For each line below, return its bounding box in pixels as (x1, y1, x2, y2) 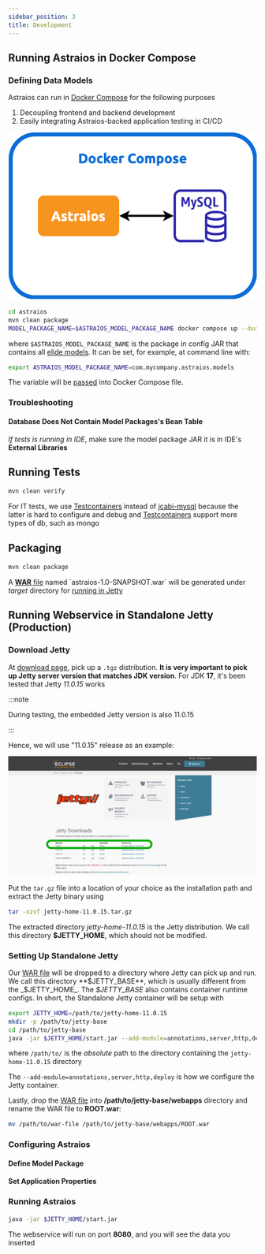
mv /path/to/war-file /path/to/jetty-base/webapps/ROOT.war (8, 1120, 211, 1129)
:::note (8, 694, 29, 704)
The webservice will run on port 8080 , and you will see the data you (8, 1230, 230, 1239)
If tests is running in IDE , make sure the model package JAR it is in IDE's (8, 434, 242, 444)
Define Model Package (8, 1159, 84, 1168)
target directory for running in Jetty (8, 586, 124, 595)
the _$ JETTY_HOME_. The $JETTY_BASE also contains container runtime (8, 984, 248, 994)
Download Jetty (8, 645, 71, 656)
